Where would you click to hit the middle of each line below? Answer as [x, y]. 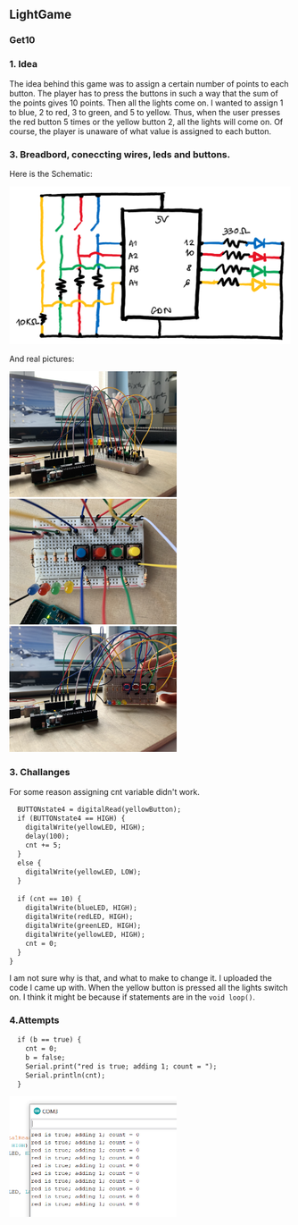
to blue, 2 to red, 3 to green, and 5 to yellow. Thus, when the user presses [145, 112]
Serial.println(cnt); [65, 1076]
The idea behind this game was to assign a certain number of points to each [149, 83]
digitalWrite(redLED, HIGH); [79, 917]
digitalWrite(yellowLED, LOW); [83, 872]
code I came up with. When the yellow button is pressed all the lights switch [149, 987]
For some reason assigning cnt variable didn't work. [105, 791]
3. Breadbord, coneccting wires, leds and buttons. [120, 154]
